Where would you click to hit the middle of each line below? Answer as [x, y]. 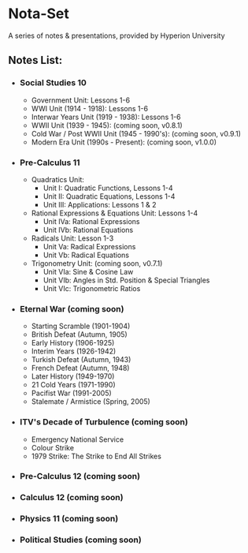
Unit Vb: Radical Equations [86, 255]
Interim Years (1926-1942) [74, 351]
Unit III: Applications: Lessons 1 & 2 [100, 204]
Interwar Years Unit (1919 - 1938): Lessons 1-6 [106, 117]
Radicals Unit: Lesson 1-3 [72, 238]
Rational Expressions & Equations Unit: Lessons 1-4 [115, 213]
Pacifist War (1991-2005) [71, 393]
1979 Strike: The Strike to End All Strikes [96, 456]
